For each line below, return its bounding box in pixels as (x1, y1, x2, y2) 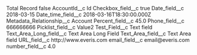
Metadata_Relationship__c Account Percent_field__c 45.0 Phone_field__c (6, 17, 184, 25)
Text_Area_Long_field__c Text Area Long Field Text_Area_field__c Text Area (6, 30, 192, 37)
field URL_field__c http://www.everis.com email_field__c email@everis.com (6, 36, 190, 43)
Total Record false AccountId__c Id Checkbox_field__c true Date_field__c (6, 5, 184, 11)
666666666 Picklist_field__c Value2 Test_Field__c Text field (6, 24, 153, 30)
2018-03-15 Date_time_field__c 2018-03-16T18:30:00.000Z (6, 11, 151, 18)
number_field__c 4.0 (6, 43, 56, 50)
